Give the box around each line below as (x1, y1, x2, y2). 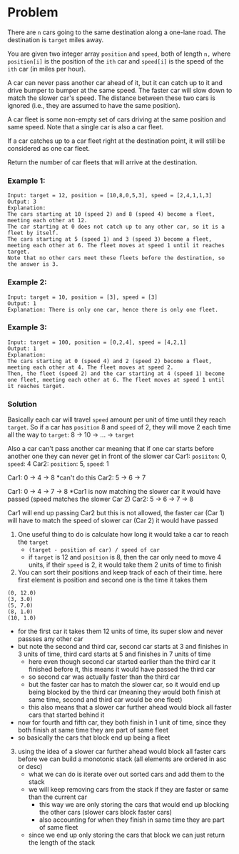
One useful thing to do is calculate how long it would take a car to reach (17, 530, 229, 539)
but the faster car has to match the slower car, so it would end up (28, 680, 220, 689)
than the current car (28, 793, 88, 801)
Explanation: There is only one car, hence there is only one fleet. (7, 306, 219, 313)
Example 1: (7, 176, 46, 186)
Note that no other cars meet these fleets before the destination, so (7, 254, 225, 262)
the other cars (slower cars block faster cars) (39, 808, 173, 817)
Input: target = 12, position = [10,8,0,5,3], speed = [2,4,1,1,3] (7, 192, 213, 199)
